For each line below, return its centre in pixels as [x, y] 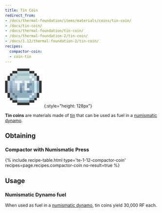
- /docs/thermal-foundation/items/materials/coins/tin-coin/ [68, 20]
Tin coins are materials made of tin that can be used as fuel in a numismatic [81, 115]
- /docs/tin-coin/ [24, 26]
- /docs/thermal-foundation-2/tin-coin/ [47, 36]
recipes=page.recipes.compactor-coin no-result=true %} [63, 165]
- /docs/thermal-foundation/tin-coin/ [44, 31]
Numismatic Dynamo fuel [36, 194]
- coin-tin [20, 57]
